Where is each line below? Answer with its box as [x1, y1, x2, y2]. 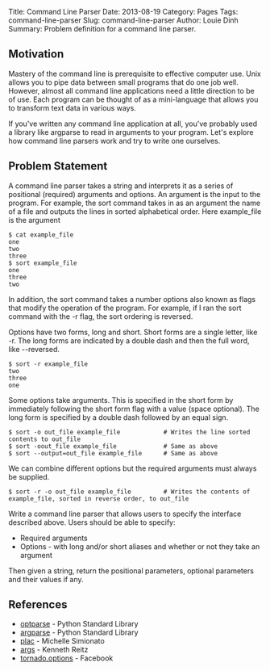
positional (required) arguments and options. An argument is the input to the [8, 189, 261, 199]
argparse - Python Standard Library [19, 627, 139, 637]
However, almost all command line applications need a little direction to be [8, 86, 255, 95]
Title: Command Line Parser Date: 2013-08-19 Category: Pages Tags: [8, 7, 239, 16]
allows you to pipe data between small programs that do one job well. [8, 77, 239, 87]
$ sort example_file [8, 258, 78, 267]
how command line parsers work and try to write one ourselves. [8, 136, 221, 145]
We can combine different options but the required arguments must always [8, 463, 257, 473]
